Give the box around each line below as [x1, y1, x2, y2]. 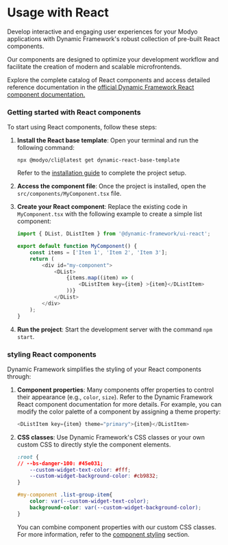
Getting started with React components [7, 107, 142, 117]
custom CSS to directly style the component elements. [16, 440, 171, 448]
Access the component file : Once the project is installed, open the [16, 182, 207, 190]
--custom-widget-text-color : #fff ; [29, 466, 131, 473]
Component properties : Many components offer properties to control [16, 385, 214, 394]
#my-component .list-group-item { [16, 492, 113, 498]
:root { [16, 453, 39, 460]
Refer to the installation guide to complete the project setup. [16, 169, 187, 177]
